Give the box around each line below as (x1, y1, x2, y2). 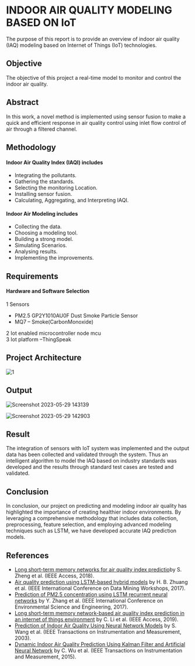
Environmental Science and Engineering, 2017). (14, 603, 128, 610)
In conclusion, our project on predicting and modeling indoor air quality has (6, 502, 187, 509)
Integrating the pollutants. (14, 172, 77, 179)
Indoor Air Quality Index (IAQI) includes (6, 159, 103, 166)
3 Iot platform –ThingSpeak (6, 335, 72, 343)
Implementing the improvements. (14, 254, 95, 261)
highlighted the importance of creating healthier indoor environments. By (6, 508, 182, 516)
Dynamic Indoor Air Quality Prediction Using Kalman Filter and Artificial (14, 641, 186, 648)
